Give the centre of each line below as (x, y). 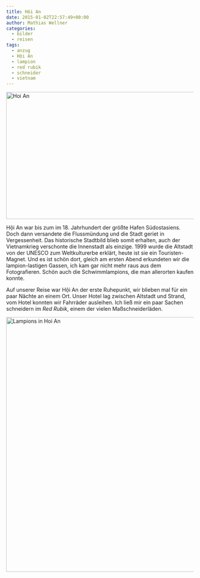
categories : (21, 28)
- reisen (22, 39)
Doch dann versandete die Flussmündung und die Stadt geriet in (85, 234)
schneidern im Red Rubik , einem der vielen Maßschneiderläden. (85, 309)
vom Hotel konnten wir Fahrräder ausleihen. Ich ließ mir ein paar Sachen (95, 302)
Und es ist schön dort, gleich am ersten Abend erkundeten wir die (108, 259)
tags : (13, 45)
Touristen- (171, 253)
